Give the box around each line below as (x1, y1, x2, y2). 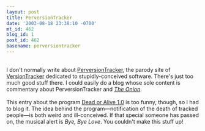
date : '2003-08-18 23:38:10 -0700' (6, 20, 97, 26)
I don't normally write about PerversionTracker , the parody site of (6, 66, 171, 73)
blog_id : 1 (6, 32, 34, 38)
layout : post (6, 9, 40, 15)
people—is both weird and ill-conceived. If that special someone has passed (6, 111, 199, 119)
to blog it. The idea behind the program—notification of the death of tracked (6, 105, 198, 112)
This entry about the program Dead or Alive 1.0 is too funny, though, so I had (6, 98, 199, 105)
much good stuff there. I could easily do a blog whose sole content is (6, 79, 181, 86)
